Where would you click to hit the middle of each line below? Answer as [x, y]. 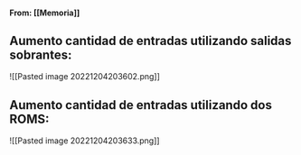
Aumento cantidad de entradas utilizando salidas [150, 41]
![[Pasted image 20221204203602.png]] [85, 77]
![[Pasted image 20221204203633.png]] [85, 141]
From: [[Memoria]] [45, 13]
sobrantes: [41, 55]
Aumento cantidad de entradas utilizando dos [141, 105]
